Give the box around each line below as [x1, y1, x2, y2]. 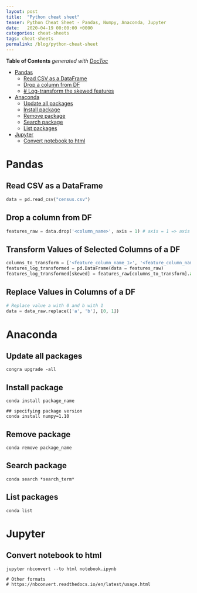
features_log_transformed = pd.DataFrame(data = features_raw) [6, 265, 164, 271]
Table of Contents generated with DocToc [6, 57, 108, 64]
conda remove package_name [6, 445, 72, 451]
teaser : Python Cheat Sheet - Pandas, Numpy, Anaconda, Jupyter [6, 19, 167, 25]
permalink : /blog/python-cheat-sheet [6, 42, 98, 47]
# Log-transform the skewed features [23, 87, 114, 94]
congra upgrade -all [6, 367, 57, 373]
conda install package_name [6, 398, 75, 404]
